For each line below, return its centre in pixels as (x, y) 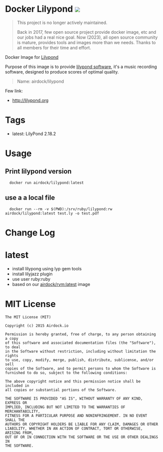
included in (17, 385)
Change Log (30, 232)
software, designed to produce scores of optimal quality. (62, 71)
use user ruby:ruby (31, 279)
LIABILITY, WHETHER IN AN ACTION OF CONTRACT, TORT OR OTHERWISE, (74, 428)
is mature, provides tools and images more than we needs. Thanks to (86, 42)
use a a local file (30, 198)
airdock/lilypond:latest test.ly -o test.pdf (52, 213)
